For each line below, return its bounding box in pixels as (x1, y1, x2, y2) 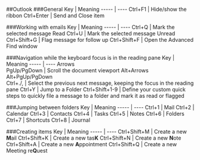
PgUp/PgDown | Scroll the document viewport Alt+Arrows (6, 67, 149, 74)
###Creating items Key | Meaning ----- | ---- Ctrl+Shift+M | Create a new (6, 128, 187, 135)
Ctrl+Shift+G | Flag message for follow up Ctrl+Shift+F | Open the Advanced (6, 36, 194, 43)
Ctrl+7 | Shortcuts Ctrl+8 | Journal (6, 116, 91, 124)
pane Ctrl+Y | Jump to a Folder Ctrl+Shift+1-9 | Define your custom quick (6, 86, 186, 93)
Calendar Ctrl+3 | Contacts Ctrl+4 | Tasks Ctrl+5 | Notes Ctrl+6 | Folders (6, 110, 185, 117)
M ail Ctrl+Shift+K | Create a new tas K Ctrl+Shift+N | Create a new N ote (6, 134, 181, 141)
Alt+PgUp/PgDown (6, 73, 53, 80)
